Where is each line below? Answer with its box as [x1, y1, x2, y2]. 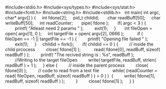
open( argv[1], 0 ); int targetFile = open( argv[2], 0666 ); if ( [5, 31, 143, 36]
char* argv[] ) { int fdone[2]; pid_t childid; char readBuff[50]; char [5, 15, 161, 20]
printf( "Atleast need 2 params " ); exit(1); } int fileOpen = [14, 25, 153, 31]
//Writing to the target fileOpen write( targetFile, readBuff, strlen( [14, 57, 156, 63]
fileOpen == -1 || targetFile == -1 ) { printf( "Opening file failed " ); [5, 36, 149, 42]
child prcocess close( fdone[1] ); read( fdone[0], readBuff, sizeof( [5, 47, 161, 52]
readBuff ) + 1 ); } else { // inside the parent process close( [5, 62, 149, 68]
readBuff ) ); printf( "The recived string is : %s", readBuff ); [5, 52, 135, 58]
